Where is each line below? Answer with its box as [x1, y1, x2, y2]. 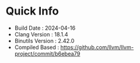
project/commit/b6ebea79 [14, 50, 80, 57]
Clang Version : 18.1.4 [14, 30, 68, 38]
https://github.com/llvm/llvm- [60, 44, 135, 51]
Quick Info [5, 4, 59, 18]
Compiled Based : [14, 44, 59, 51]
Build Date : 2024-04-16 [14, 24, 75, 31]
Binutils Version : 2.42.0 [14, 37, 74, 44]
